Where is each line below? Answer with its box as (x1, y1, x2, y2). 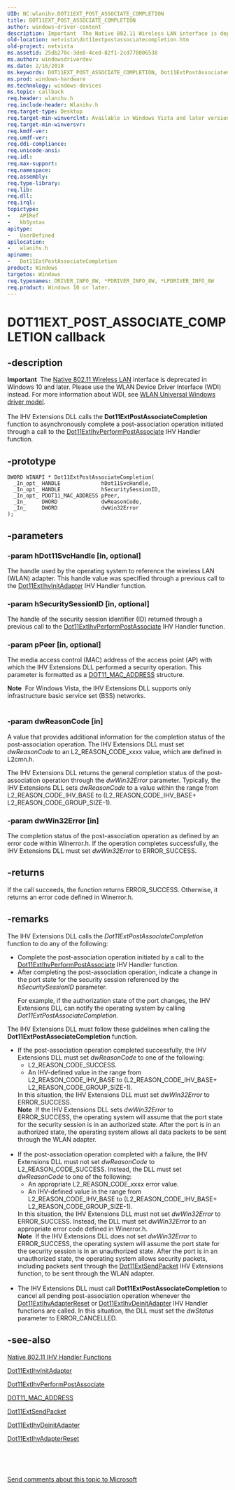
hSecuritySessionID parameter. (17, 983, 107, 991)
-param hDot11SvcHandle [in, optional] (7, 551, 141, 561)
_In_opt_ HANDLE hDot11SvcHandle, (13, 480, 152, 487)
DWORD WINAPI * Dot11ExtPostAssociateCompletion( (7, 474, 155, 481)
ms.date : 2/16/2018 (7, 62, 64, 69)
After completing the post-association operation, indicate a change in (17, 968, 218, 976)
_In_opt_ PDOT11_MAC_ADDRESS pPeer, (13, 492, 120, 500)
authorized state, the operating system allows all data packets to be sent (17, 1128, 227, 1136)
